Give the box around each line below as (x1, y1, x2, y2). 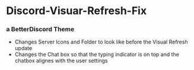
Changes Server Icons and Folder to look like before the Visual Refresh (14, 38, 188, 45)
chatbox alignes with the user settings (14, 57, 108, 64)
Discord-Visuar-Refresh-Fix (6, 4, 147, 18)
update (14, 45, 33, 52)
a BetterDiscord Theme (6, 25, 75, 34)
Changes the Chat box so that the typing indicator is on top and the (14, 51, 179, 58)
